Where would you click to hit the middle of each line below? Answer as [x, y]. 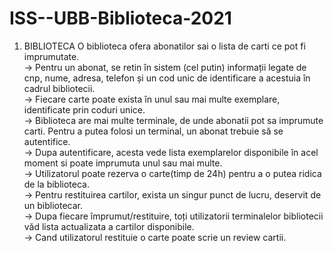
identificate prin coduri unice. [84, 109]
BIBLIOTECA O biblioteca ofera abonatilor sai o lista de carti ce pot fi [164, 46]
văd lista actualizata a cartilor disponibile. [109, 226]
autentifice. [47, 141]
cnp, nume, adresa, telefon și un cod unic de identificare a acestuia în [167, 78]
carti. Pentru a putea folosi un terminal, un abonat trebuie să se [153, 131]
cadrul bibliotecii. [59, 88]
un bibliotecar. [53, 205]
